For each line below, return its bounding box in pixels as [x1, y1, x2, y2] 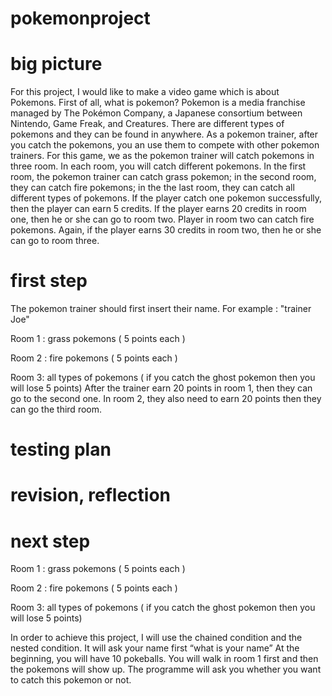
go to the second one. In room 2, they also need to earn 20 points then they [10, 393, 322, 405]
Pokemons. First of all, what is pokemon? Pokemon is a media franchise [10, 97, 306, 109]
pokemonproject [10, 7, 151, 30]
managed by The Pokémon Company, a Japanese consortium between [10, 107, 303, 119]
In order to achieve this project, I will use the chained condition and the [10, 632, 303, 644]
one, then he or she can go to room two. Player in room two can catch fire [10, 213, 315, 226]
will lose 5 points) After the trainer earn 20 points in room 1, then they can [10, 382, 313, 394]
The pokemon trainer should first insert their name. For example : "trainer [10, 303, 312, 315]
